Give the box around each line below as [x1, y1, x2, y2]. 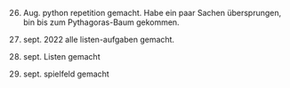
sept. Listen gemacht [22, 52, 101, 61]
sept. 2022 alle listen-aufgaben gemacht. [22, 35, 175, 44]
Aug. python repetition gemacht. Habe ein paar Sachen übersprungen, [22, 8, 282, 18]
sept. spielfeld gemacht [22, 68, 109, 79]
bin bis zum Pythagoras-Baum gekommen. [22, 17, 181, 28]
